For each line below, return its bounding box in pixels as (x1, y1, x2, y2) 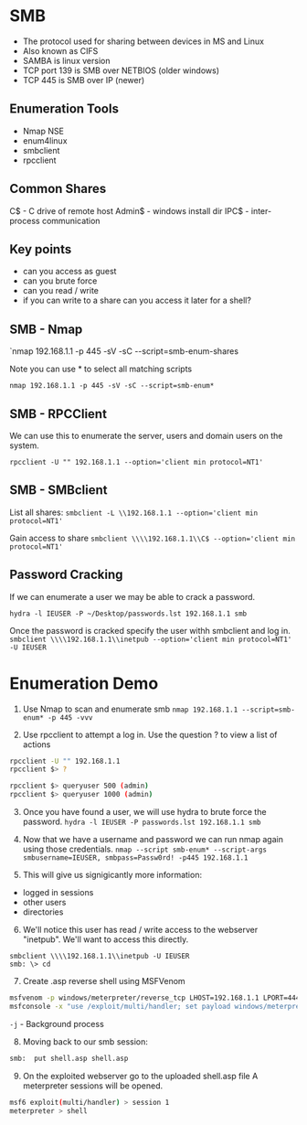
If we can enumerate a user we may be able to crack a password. (9, 591, 256, 602)
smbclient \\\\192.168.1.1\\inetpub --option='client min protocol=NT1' (9, 635, 292, 644)
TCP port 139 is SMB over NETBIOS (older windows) (22, 65, 219, 76)
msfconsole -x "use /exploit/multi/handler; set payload (9, 1002, 231, 1011)
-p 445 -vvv (47, 712, 93, 723)
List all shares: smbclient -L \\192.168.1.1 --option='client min (9, 507, 259, 518)
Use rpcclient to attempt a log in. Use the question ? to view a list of (22, 729, 278, 740)
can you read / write (22, 285, 99, 296)
